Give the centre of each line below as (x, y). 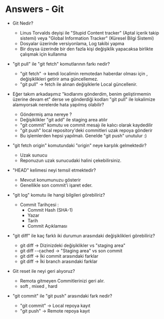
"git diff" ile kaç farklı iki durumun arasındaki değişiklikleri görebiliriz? (84, 235)
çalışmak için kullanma (43, 54)
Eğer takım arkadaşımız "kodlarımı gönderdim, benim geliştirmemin (82, 94)
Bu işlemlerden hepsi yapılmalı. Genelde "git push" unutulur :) (83, 135)
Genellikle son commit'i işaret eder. (56, 185)
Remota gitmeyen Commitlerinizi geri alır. (62, 281)
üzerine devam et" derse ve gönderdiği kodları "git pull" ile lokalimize (84, 99)
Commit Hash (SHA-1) (50, 210)
